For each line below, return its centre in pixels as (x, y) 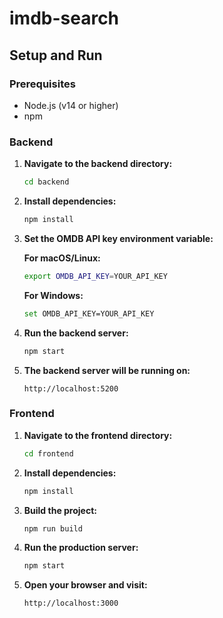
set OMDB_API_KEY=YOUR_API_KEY (89, 313)
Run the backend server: (76, 333)
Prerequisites (42, 84)
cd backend (46, 182)
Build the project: (60, 510)
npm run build (53, 528)
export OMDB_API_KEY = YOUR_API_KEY (95, 276)
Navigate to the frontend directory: (98, 435)
